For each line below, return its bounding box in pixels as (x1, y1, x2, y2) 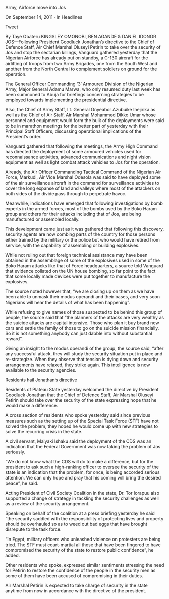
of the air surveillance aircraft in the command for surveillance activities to (5, 180, 160, 186)
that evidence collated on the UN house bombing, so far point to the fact (5, 268, 156, 274)
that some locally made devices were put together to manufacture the (5, 273, 150, 279)
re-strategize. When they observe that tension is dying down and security (5, 356, 158, 362)
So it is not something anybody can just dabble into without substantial (5, 330, 152, 336)
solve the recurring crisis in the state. (5, 429, 83, 434)
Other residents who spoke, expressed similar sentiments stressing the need (5, 562, 164, 568)
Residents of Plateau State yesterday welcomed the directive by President (5, 387, 159, 392)
